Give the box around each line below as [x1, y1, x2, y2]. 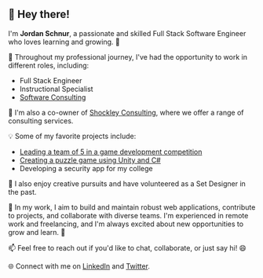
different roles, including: [8, 60, 89, 70]
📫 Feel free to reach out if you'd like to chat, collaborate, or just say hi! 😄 [8, 243, 247, 252]
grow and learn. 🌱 [8, 227, 66, 236]
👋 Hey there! [8, 8, 71, 21]
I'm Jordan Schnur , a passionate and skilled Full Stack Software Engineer [8, 28, 247, 38]
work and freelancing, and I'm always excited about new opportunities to [8, 219, 244, 229]
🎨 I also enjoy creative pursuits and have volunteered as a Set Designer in [8, 178, 246, 188]
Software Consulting [19, 92, 86, 102]
